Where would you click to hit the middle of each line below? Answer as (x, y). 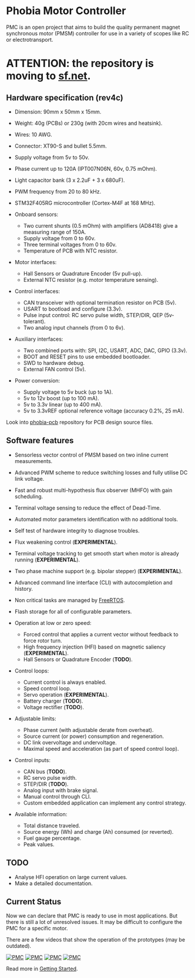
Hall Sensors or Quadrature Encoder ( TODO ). (78, 659)
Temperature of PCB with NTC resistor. (70, 251)
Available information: (41, 814)
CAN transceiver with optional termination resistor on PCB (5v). (100, 302)
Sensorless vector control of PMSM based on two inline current (91, 455)
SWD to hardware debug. (54, 362)
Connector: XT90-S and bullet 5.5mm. (60, 146)
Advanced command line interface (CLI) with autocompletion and (93, 582)
